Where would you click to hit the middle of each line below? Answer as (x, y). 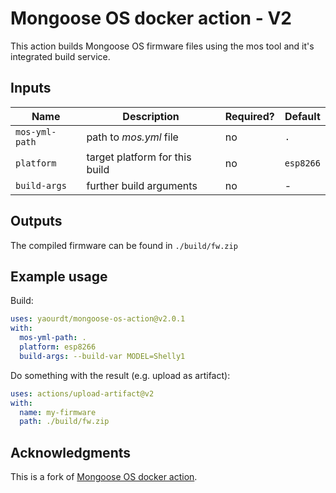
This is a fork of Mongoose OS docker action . (104, 477)
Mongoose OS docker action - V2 (151, 18)
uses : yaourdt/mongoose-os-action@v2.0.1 (98, 319)
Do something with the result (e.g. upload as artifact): (120, 375)
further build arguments (142, 185)
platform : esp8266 (58, 347)
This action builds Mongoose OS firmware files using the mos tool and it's (162, 46)
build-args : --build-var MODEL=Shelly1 (102, 356)
